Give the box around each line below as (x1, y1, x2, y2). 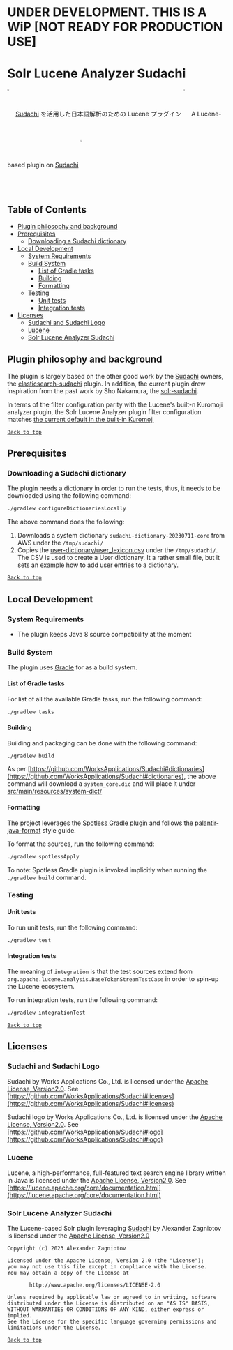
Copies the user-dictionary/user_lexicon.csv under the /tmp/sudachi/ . (17, 546, 218, 554)
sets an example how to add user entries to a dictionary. (17, 561, 179, 569)
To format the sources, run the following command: (7, 840, 155, 848)
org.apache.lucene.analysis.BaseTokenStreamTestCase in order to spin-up (7, 974, 219, 983)
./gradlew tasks (7, 708, 54, 715)
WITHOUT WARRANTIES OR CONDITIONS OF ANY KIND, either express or (7, 1305, 204, 1313)
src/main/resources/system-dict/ (7, 787, 103, 796)
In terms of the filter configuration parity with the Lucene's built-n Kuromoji (7, 400, 223, 409)
